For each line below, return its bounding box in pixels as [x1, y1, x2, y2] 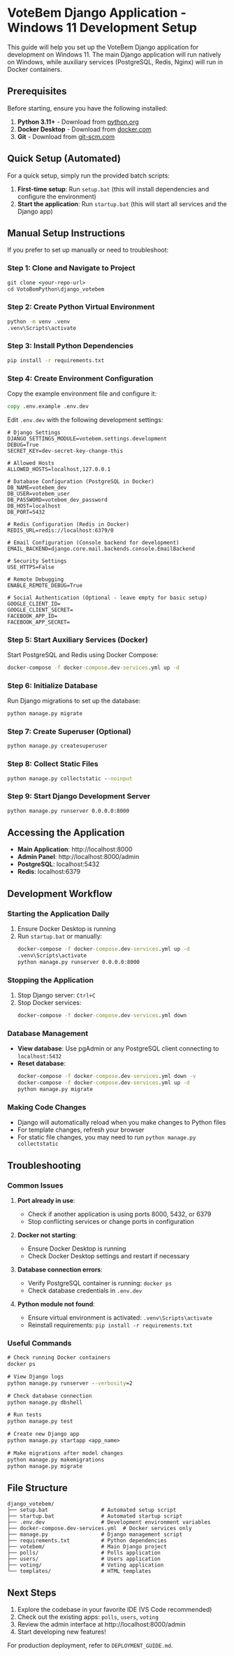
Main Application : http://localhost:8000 [17, 845, 133, 854]
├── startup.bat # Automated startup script [7, 1513, 183, 1520]
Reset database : [17, 1059, 66, 1067]
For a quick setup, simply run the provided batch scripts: [7, 171, 170, 180]
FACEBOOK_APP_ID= [7, 612, 58, 619]
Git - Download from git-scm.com [17, 132, 115, 141]
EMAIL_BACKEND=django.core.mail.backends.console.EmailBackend [7, 545, 196, 552]
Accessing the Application [7, 827, 125, 839]
